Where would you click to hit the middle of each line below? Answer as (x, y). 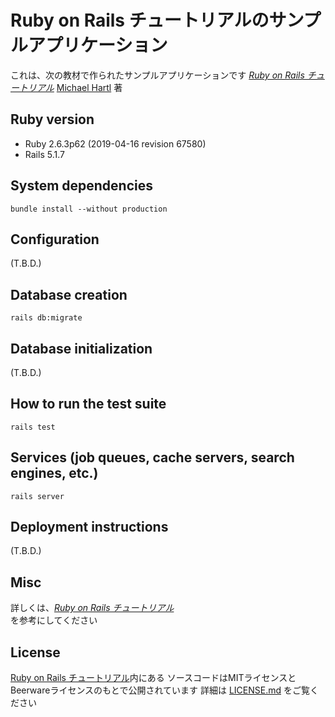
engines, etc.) (54, 473)
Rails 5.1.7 (44, 154)
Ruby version (52, 119)
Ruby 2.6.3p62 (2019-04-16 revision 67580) (115, 143)
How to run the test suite (88, 404)
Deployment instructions (89, 527)
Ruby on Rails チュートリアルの (140, 20)
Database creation (69, 294)
